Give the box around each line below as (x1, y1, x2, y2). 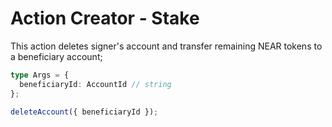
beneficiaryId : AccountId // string (19, 79, 172, 89)
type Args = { (10, 70, 70, 80)
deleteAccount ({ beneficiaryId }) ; (10, 107, 159, 117)
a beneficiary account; (10, 50, 103, 62)
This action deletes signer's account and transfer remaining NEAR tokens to (10, 40, 323, 52)
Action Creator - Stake (10, 7, 200, 30)
